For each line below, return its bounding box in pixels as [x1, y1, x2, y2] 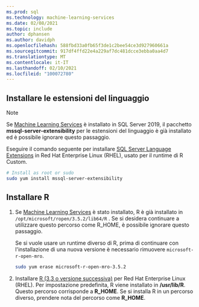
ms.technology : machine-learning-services [6, 15, 115, 21]
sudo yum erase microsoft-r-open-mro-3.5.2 [14, 263, 127, 270]
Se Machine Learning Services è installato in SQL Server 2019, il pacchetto [6, 121, 192, 128]
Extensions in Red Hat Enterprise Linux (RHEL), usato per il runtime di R [6, 152, 183, 159]
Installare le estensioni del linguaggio [6, 93, 150, 103]
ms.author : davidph [6, 37, 55, 43]
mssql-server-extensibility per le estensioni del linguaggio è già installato [6, 128, 192, 135]
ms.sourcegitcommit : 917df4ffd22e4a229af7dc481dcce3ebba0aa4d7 [6, 48, 169, 54]
